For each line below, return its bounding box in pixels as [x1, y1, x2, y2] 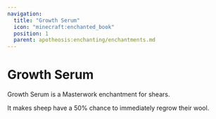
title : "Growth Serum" [13, 17, 80, 24]
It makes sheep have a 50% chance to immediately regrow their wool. [7, 104, 210, 113]
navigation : [7, 10, 42, 18]
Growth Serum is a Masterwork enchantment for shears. [7, 90, 170, 99]
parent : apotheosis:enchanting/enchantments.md [13, 37, 156, 44]
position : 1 [13, 30, 49, 37]
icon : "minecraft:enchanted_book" [13, 23, 115, 30]
